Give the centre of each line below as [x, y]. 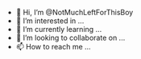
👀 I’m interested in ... [50, 21]
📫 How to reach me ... [53, 47]
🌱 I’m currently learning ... [59, 29]
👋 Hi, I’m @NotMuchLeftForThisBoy [75, 12]
